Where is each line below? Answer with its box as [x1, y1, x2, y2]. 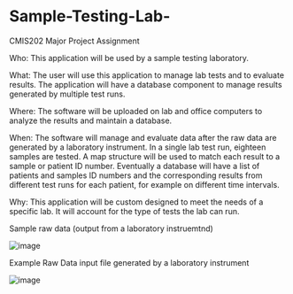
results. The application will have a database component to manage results [9, 79, 282, 89]
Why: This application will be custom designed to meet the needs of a [9, 197, 264, 207]
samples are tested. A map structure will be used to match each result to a [9, 151, 281, 161]
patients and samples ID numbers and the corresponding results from [9, 170, 263, 181]
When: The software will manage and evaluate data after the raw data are [9, 132, 277, 143]
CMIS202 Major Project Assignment [9, 35, 140, 46]
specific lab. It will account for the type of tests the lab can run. [9, 205, 240, 216]
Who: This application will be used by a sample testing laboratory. [9, 52, 250, 63]
